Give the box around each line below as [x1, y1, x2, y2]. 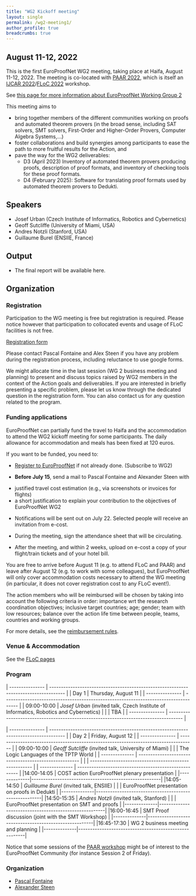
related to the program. [6, 398, 62, 405]
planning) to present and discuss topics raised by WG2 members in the [6, 374, 177, 381]
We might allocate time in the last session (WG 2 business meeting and [6, 367, 177, 374]
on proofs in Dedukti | [6, 789, 59, 796]
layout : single [6, 14, 43, 20]
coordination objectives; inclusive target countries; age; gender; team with [6, 604, 185, 611]
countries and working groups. [6, 616, 80, 623]
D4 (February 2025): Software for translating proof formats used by [23, 177, 186, 184]
